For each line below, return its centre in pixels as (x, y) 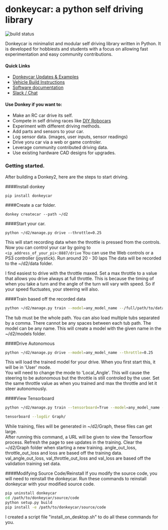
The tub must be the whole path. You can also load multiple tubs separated (82, 318)
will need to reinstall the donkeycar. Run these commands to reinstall (76, 479)
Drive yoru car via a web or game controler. (57, 142)
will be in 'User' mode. (28, 367)
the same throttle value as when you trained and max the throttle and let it (81, 383)
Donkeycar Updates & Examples (45, 77)
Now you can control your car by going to (48, 247)
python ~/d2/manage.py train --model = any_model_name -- (64, 308)
